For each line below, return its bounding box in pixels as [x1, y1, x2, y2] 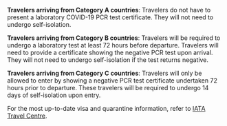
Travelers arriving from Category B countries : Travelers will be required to [7, 34, 221, 42]
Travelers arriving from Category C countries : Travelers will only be [7, 69, 202, 77]
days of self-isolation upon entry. [7, 91, 101, 99]
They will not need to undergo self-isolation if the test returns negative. [7, 56, 208, 64]
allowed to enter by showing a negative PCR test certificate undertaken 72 [7, 76, 218, 85]
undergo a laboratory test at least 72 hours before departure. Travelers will [7, 41, 219, 49]
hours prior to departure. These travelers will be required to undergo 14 [7, 84, 209, 92]
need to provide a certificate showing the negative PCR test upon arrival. [7, 48, 213, 56]
